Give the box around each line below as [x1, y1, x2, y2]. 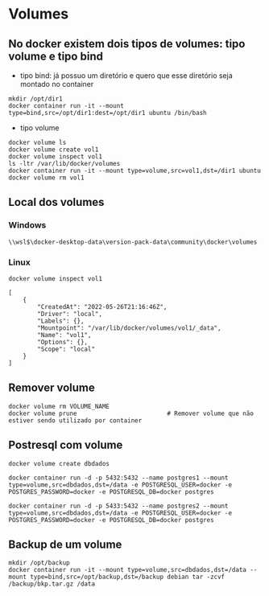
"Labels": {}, [37, 317, 85, 325]
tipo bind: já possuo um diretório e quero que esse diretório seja [19, 71, 234, 80]
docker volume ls [8, 138, 67, 146]
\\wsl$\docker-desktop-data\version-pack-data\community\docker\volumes [8, 238, 258, 246]
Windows [8, 220, 47, 231]
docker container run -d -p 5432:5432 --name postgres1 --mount [8, 474, 229, 482]
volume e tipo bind [8, 49, 103, 63]
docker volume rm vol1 [8, 174, 85, 182]
